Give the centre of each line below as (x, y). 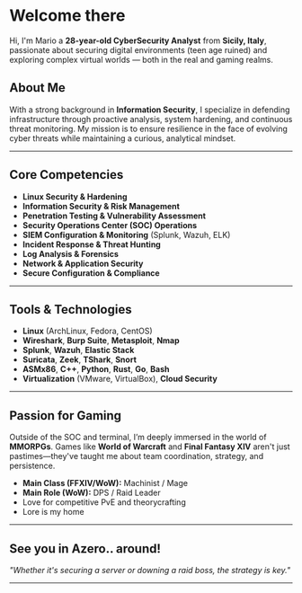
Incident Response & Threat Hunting (92, 244)
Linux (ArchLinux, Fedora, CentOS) (87, 331)
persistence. (32, 466)
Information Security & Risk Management (101, 206)
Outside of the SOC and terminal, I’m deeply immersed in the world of (138, 438)
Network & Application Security (83, 263)
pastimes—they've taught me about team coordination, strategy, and (136, 456)
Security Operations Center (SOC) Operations (110, 225)
